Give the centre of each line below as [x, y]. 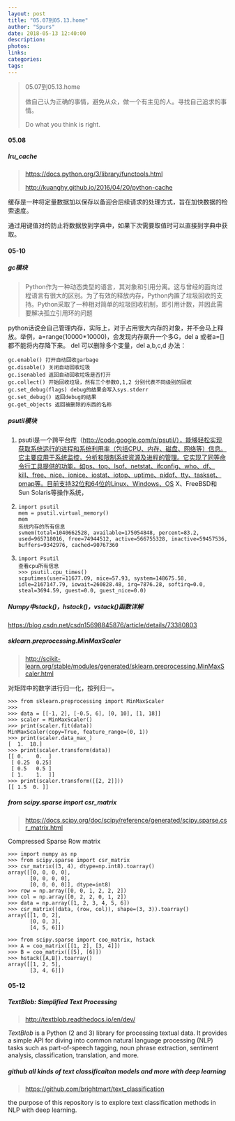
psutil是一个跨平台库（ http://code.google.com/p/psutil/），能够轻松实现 [120, 440]
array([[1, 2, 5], [35, 964]
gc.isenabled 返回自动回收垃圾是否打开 [59, 375]
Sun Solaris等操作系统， [53, 492]
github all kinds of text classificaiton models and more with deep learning [117, 1071]
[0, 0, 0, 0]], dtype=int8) [70, 884]
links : [17, 53]
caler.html [39, 674]
